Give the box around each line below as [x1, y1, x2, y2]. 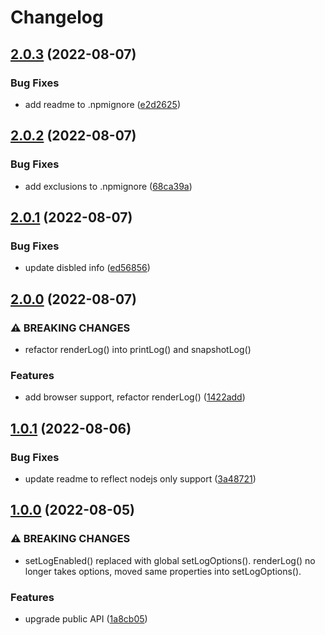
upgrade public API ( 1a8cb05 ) [24, 612, 148, 625]
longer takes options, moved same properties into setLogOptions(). [24, 565, 302, 577]
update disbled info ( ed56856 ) [24, 262, 151, 274]
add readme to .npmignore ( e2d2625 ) [24, 98, 181, 110]
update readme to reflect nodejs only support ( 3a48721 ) [24, 472, 257, 485]
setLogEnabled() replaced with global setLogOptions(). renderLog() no [24, 554, 316, 566]
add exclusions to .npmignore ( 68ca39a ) [24, 180, 193, 192]
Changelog [10, 6, 104, 29]
